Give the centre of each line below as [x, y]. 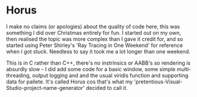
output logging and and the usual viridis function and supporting [110, 75]
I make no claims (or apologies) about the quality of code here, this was [93, 26]
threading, [19, 75]
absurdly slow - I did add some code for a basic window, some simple [91, 69]
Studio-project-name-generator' [45, 88]
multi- [184, 69]
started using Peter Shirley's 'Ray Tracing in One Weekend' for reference [94, 45]
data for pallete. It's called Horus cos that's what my [70, 81]
